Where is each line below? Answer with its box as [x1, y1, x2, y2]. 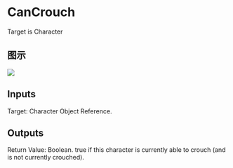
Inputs [7, 88, 36, 100]
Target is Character [7, 27, 63, 36]
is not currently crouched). [7, 153, 84, 162]
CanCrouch [7, 4, 76, 20]
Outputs [7, 127, 44, 139]
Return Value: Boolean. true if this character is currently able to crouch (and [7, 146, 226, 154]
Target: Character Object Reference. [7, 106, 112, 115]
